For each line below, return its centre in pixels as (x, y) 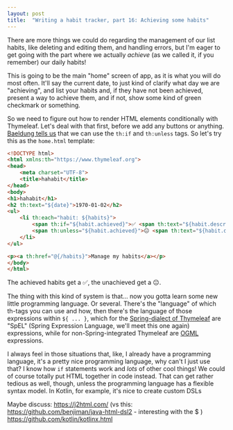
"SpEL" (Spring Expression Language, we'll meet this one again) (98, 326)
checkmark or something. (44, 105)
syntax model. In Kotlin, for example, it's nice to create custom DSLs (105, 391)
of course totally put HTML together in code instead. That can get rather (110, 377)
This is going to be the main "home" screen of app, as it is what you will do (114, 75)
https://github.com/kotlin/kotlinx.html (60, 419)
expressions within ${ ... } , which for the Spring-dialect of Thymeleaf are (114, 319)
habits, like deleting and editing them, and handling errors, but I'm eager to (114, 47)
